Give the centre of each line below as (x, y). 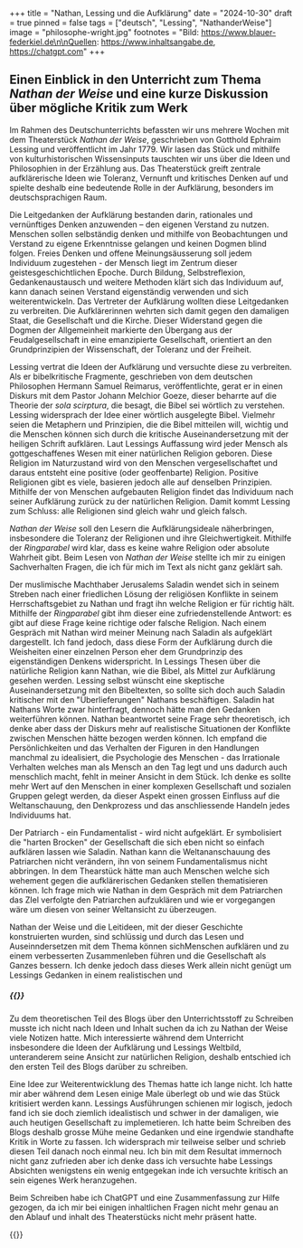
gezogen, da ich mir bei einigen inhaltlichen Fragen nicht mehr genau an (144, 1207)
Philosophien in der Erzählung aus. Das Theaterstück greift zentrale (135, 168)
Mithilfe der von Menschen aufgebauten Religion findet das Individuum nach (151, 491)
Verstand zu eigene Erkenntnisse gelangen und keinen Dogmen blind (138, 243)
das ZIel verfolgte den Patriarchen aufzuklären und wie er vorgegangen (142, 900)
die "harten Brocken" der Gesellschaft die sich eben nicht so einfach (137, 842)
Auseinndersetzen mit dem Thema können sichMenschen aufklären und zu (149, 946)
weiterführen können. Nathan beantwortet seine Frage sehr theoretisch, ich (150, 719)
